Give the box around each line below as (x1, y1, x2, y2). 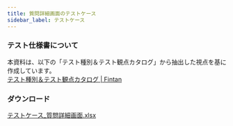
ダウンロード (7, 94, 51, 104)
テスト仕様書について (7, 41, 79, 51)
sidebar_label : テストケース (7, 17, 86, 24)
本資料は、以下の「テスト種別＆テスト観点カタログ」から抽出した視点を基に (7, 57, 227, 66)
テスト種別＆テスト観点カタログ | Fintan (7, 75, 122, 83)
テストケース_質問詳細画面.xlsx (7, 111, 96, 120)
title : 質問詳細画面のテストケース (7, 10, 97, 17)
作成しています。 (7, 66, 56, 75)
